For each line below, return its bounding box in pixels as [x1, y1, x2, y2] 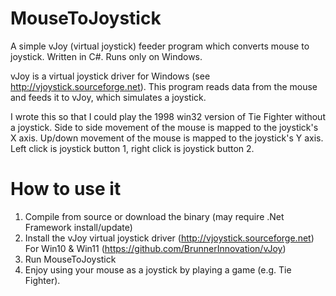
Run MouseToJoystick [24, 253, 117, 265]
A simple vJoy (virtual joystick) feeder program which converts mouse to [10, 40, 310, 52]
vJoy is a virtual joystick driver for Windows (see [10, 70, 211, 82]
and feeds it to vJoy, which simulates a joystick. [10, 91, 207, 103]
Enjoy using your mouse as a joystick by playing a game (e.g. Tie [24, 263, 292, 276]
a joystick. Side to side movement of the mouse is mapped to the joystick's [10, 121, 319, 133]
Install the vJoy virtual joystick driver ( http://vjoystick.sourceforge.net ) [24, 232, 315, 244]
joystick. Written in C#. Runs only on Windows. [10, 50, 203, 62]
